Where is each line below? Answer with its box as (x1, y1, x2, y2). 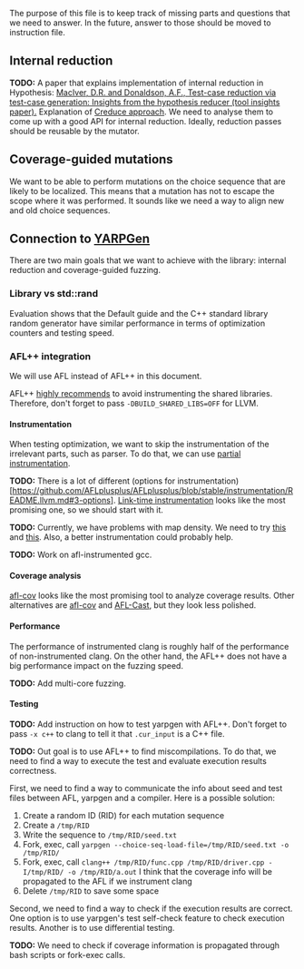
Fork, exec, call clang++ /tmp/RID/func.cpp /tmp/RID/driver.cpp (22, 856, 265, 867)
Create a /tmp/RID (22, 819, 90, 830)
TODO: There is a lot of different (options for (9, 475, 175, 486)
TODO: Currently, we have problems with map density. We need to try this (9, 522, 287, 533)
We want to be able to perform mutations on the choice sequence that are (9, 176, 286, 187)
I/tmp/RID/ (22, 867, 64, 876)
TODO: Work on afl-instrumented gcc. (9, 549, 152, 561)
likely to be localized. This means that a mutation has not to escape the (9, 185, 275, 196)
